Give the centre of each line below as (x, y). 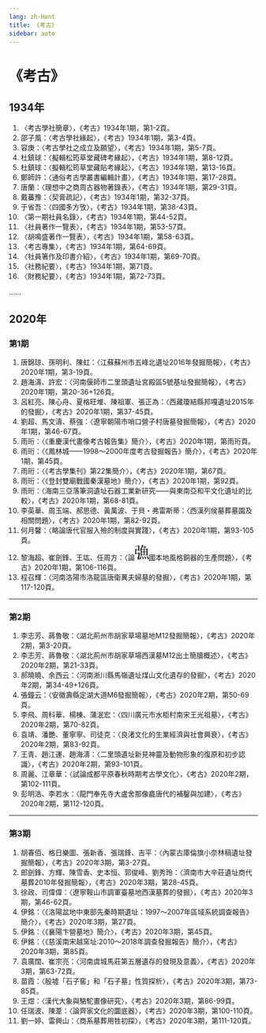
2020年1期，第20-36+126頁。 (69, 392)
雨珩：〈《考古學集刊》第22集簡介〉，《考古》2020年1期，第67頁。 (125, 471)
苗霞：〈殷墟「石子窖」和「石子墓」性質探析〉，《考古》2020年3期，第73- (139, 981)
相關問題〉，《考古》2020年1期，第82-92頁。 (92, 520)
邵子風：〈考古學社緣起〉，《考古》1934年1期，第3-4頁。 (110, 138)
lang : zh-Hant (32, 17)
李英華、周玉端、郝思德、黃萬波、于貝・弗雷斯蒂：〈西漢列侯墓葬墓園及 (136, 511)
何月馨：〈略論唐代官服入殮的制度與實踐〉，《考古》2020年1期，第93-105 (137, 531)
